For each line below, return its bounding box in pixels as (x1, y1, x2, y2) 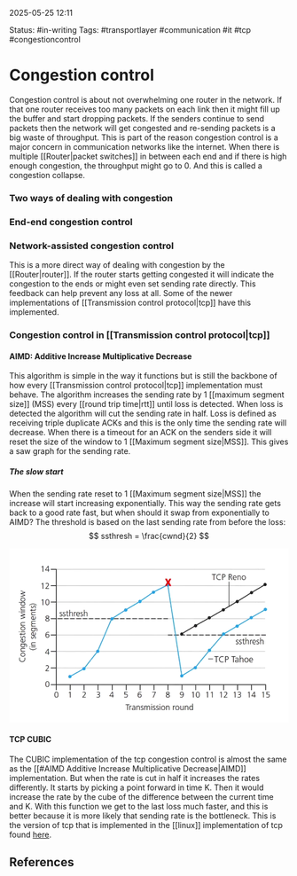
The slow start (9, 465, 64, 477)
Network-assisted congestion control (9, 239, 175, 252)
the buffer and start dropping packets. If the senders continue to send (9, 113, 264, 123)
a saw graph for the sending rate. (9, 446, 131, 457)
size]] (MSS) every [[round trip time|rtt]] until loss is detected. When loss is (9, 399, 284, 410)
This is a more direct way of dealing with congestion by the (9, 260, 225, 270)
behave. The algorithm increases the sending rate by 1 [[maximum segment (9, 389, 285, 400)
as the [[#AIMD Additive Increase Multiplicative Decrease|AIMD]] (9, 763, 246, 774)
